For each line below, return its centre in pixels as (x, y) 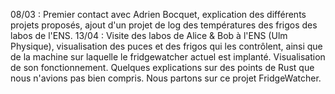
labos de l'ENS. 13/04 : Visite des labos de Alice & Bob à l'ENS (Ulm (149, 35)
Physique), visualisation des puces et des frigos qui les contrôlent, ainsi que (166, 46)
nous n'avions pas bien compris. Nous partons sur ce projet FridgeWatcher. (166, 78)
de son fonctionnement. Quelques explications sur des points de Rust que (162, 67)
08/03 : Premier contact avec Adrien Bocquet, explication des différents (158, 14)
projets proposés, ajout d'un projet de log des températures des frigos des (164, 25)
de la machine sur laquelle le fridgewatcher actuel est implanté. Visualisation (168, 57)
